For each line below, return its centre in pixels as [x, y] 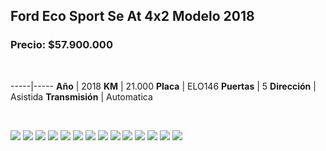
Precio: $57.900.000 [61, 45]
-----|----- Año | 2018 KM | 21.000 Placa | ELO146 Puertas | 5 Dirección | [163, 86]
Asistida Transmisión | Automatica [81, 96]
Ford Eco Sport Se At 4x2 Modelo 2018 [132, 16]
